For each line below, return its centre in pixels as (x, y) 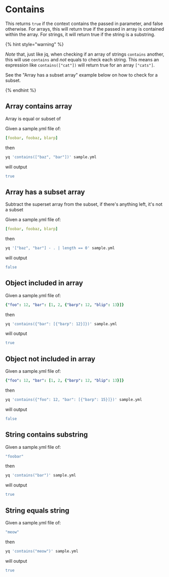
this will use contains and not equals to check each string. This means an (82, 59)
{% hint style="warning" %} (35, 44)
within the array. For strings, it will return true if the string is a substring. (80, 34)
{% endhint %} (21, 90)
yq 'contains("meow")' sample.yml (42, 551)
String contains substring (47, 435)
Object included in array (44, 283)
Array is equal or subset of (33, 118)
